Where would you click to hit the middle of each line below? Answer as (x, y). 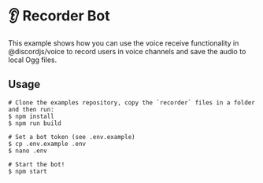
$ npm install (31, 116)
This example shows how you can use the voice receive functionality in (124, 43)
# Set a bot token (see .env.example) (72, 137)
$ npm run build (35, 123)
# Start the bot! (37, 164)
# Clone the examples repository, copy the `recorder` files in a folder (132, 102)
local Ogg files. (33, 60)
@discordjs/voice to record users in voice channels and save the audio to (127, 51)
